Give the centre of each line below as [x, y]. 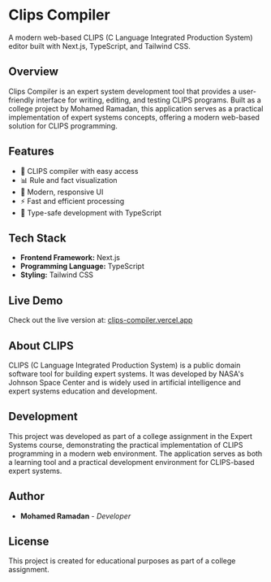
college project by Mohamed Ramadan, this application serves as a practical [136, 108]
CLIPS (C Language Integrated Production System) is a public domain [125, 365]
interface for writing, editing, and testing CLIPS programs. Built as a [148, 100]
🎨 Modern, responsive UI [62, 192]
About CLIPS [41, 346]
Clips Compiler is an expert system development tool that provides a [123, 91]
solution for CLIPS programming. [63, 126]
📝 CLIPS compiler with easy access [79, 171]
